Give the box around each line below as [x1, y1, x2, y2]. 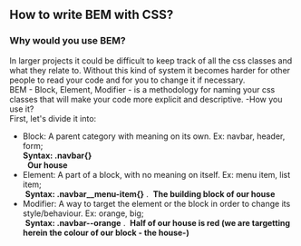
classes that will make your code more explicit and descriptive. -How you [9, 93, 283, 104]
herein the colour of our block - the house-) [22, 227, 189, 238]
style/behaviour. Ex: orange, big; [22, 208, 144, 219]
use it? [9, 103, 34, 114]
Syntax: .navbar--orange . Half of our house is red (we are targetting [24, 217, 291, 228]
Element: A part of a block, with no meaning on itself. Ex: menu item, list [22, 169, 291, 180]
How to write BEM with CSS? [9, 7, 174, 23]
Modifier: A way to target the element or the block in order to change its [22, 198, 291, 209]
